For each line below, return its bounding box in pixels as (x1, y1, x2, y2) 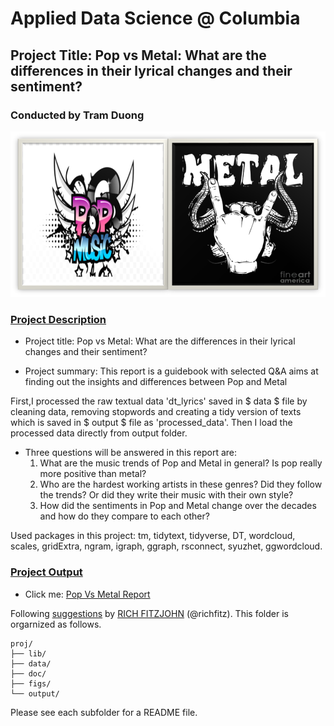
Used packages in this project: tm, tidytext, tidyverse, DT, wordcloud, (10, 530, 296, 542)
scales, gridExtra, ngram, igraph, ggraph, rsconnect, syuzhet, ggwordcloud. (10, 540, 323, 552)
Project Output (10, 565, 83, 579)
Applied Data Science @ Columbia (10, 7, 301, 30)
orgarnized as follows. (10, 618, 102, 630)
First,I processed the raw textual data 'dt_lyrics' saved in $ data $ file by (10, 395, 308, 407)
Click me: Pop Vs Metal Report (24, 588, 151, 600)
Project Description (10, 312, 107, 326)
